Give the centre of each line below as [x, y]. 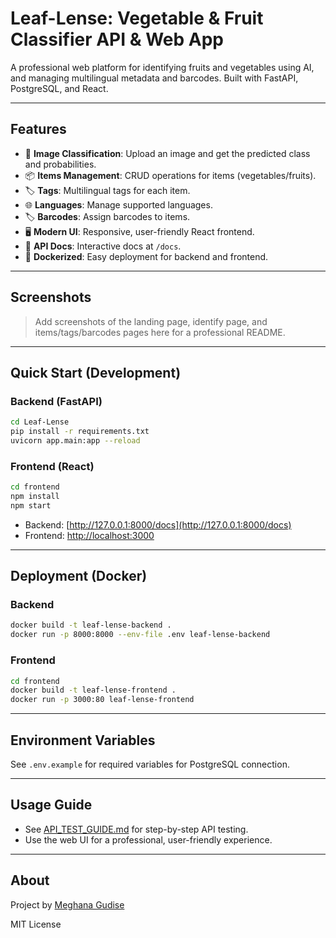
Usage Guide [51, 805]
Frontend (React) [52, 466]
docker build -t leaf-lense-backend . [91, 625]
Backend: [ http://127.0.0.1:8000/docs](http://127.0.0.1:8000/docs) [158, 524]
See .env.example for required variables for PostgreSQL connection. [150, 764]
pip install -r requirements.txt [80, 432]
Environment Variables [83, 740]
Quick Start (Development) [96, 372]
